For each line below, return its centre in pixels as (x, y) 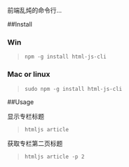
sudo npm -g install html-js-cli (73, 89)
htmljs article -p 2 (54, 157)
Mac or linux (29, 74)
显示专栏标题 (26, 116)
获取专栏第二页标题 (35, 143)
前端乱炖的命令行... (35, 10)
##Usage (21, 102)
